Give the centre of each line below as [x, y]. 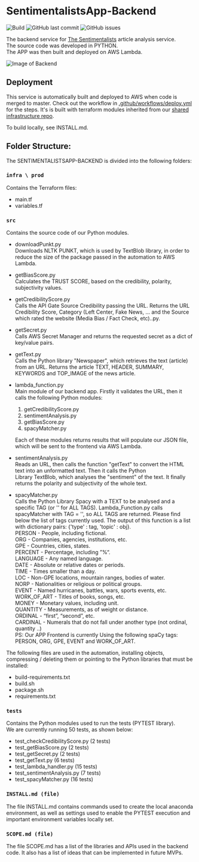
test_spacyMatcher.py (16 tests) [54, 779]
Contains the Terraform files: [42, 187]
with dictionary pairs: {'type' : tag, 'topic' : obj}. [73, 527]
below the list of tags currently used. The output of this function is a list [103, 520]
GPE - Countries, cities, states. [53, 546]
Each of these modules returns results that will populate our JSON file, [101, 440]
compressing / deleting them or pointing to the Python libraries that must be [99, 659]
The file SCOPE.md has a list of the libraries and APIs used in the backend [97, 846]
